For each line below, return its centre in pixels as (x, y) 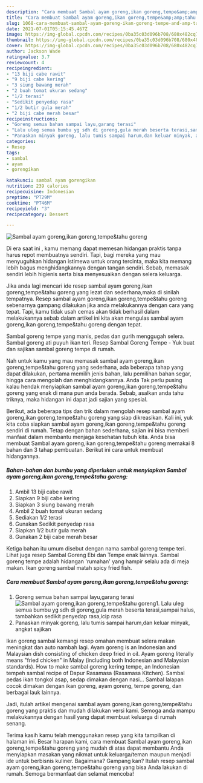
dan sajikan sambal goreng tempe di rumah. (61, 349)
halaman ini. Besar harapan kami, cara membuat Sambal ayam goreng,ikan (99, 742)
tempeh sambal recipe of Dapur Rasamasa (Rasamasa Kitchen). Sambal (96, 673)
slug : (13, 23)
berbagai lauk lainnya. (34, 692)
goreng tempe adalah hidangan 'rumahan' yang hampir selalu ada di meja (98, 561)
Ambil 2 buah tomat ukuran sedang (59, 511)
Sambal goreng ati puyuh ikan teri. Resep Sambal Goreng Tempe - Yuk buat (100, 343)
